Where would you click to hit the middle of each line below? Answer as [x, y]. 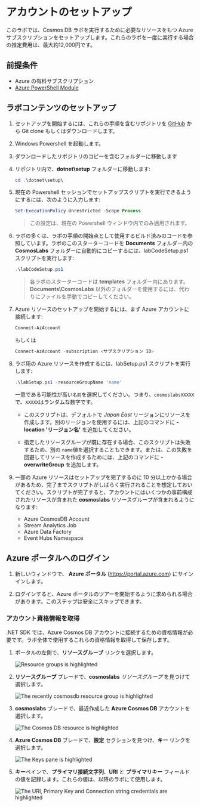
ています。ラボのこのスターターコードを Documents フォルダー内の [109, 243]
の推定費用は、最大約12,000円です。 [51, 45]
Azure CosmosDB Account [56, 519]
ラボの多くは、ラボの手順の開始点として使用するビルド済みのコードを [101, 236]
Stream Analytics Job [50, 525]
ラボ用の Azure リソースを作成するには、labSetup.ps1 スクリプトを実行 [103, 363]
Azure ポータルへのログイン [58, 558]
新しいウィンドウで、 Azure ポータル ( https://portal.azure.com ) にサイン [104, 574]
